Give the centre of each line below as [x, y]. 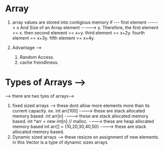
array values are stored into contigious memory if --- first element [79, 22]
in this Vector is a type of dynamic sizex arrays [60, 142]
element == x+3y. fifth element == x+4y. [53, 38]
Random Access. [37, 57]
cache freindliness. [39, 62]
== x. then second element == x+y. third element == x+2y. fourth [78, 33]
